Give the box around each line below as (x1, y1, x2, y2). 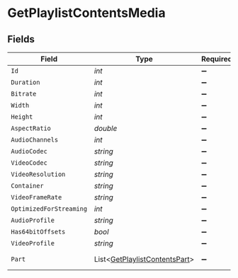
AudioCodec (11, 147, 47, 155)
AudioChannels (11, 136, 59, 144)
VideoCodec (11, 159, 47, 167)
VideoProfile (11, 239, 55, 247)
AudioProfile (11, 216, 55, 224)
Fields (7, 33, 35, 45)
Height (11, 113, 33, 121)
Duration (11, 79, 40, 86)
